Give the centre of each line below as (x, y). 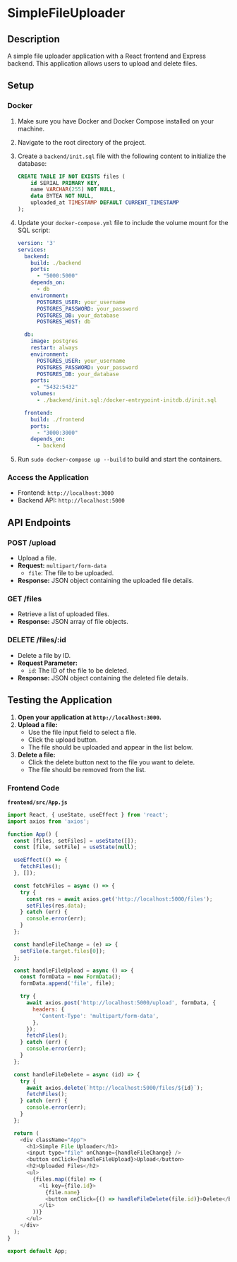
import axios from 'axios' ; (49, 821)
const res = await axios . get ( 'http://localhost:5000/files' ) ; (119, 899)
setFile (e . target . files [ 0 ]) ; (63, 951)
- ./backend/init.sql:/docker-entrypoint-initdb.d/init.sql (127, 400)
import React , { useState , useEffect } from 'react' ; (88, 815)
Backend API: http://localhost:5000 (71, 500)
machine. (31, 128)
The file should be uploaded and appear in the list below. (110, 747)
